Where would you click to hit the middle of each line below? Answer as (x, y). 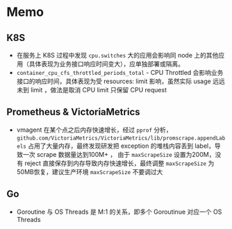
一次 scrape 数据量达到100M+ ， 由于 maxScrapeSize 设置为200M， (119, 154)
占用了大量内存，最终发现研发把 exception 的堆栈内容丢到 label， (121, 146)
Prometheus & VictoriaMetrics (73, 112)
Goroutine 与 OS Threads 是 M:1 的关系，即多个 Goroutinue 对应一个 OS (119, 212)
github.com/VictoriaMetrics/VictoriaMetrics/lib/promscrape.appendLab (121, 138)
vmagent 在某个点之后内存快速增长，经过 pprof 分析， (94, 130)
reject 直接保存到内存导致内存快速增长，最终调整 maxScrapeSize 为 (119, 163)
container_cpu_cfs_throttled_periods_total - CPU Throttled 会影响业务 (120, 73)
